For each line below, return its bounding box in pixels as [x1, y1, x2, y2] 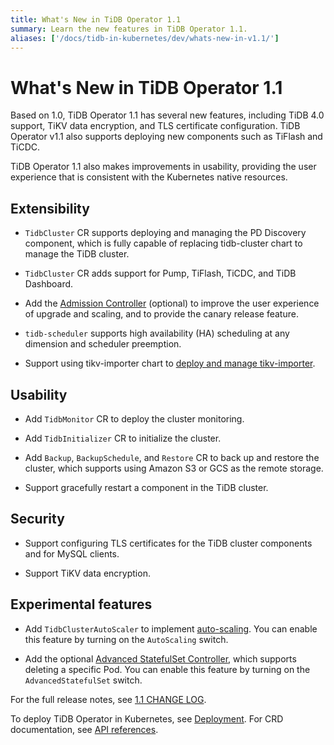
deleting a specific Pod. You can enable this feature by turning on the [24, 663, 311, 675]
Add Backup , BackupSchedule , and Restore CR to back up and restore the [24, 451, 320, 463]
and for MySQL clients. [24, 547, 120, 560]
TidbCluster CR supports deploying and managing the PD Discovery [24, 227, 307, 239]
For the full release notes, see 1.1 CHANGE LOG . [10, 693, 207, 705]
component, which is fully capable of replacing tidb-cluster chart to [24, 237, 303, 250]
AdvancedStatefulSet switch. [24, 674, 143, 686]
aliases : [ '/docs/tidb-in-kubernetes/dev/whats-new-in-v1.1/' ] [10, 33, 280, 43]
